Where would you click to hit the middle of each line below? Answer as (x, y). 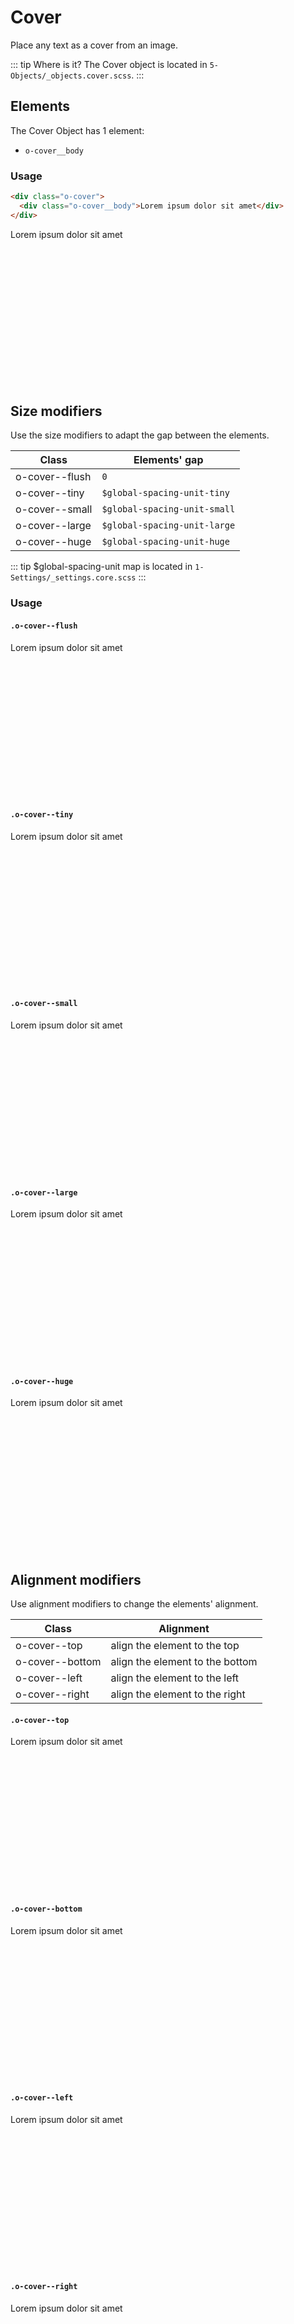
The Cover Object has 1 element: (77, 130)
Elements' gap (168, 460)
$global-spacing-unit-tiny (165, 493)
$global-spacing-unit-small (168, 509)
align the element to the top (175, 1646)
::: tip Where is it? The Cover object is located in (109, 64)
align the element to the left (175, 1678)
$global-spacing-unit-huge (165, 542)
